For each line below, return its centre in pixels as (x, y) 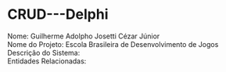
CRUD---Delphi (58, 14)
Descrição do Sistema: (44, 52)
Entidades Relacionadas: (47, 61)
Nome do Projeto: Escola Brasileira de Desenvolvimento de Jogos (113, 44)
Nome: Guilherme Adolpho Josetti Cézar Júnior (84, 36)
